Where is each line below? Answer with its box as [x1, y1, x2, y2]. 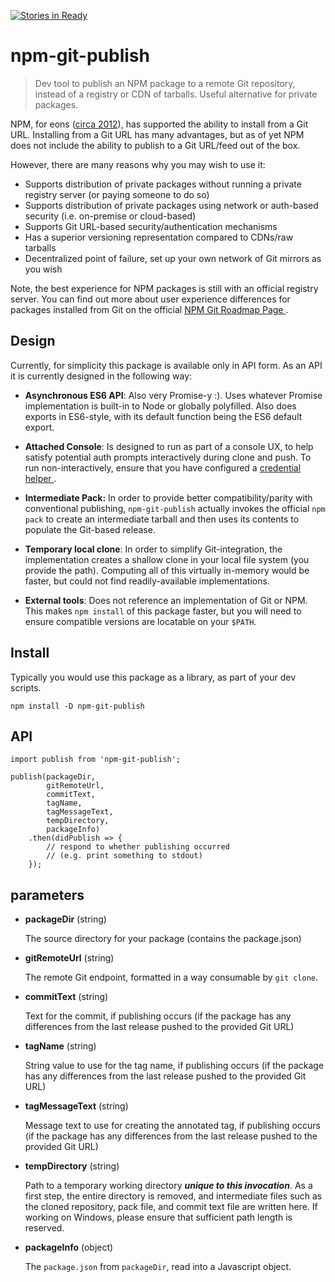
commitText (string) [24, 991, 109, 1003]
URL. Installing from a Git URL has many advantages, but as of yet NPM [10, 128, 305, 140]
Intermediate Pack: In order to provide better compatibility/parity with [24, 491, 313, 504]
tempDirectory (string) [24, 1160, 120, 1172]
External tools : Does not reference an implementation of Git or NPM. [24, 594, 308, 606]
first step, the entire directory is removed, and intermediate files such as [24, 1190, 323, 1202]
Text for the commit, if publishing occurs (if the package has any [24, 1010, 292, 1022]
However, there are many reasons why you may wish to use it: [10, 158, 266, 170]
